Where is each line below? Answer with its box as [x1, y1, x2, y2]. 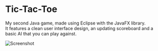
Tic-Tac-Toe [5, 3, 58, 15]
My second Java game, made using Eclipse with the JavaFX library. [5, 20, 146, 26]
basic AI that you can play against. [5, 30, 77, 36]
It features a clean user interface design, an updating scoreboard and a [5, 25, 153, 31]
